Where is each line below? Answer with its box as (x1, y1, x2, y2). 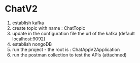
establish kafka (12, 20, 44, 26)
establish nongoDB (12, 41, 52, 47)
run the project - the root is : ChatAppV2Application (12, 46, 120, 52)
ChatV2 (5, 3, 38, 15)
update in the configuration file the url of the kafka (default (12, 30, 135, 36)
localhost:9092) (12, 36, 46, 42)
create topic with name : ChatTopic (12, 25, 86, 31)
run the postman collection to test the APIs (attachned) (12, 51, 127, 58)
